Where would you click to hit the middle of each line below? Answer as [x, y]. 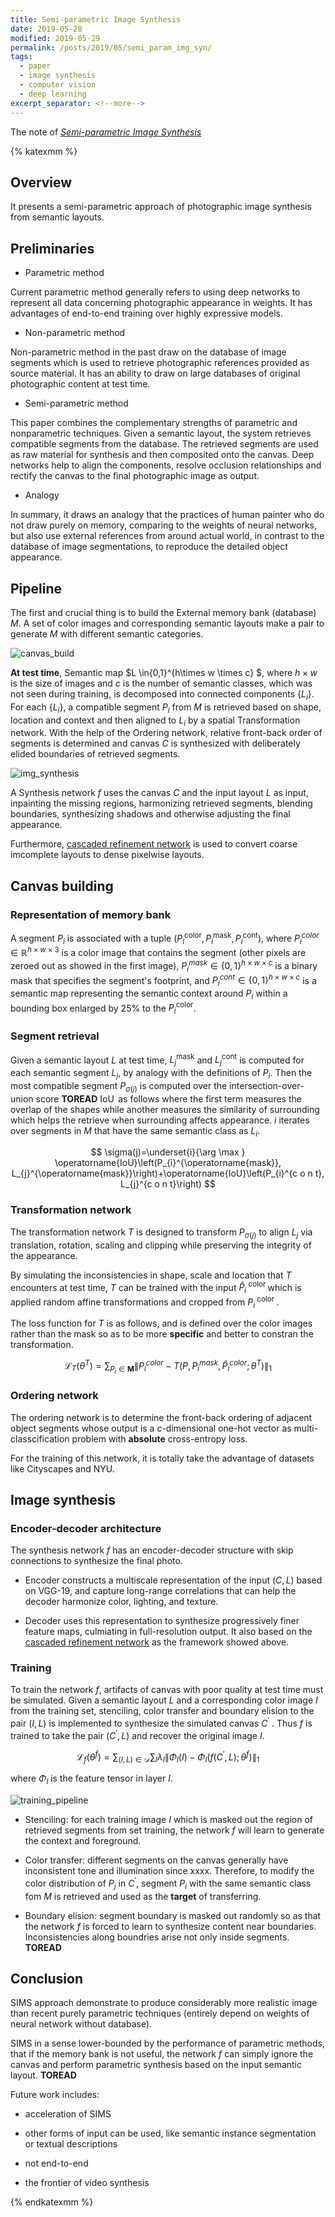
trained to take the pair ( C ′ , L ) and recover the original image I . [137, 1734]
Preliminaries [52, 248]
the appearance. [44, 1255]
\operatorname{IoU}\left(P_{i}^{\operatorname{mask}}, [168, 1163]
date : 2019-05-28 [46, 29]
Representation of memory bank [91, 914]
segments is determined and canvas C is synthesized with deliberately [155, 743]
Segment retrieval [55, 1036]
